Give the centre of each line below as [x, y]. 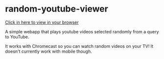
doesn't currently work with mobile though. [48, 51]
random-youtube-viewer [57, 9]
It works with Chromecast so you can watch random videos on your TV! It [79, 46]
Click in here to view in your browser [42, 22]
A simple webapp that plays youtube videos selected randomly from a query [82, 31]
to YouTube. [17, 37]
